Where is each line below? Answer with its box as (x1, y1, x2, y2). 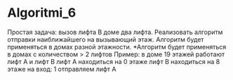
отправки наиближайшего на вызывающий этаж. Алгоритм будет (7, 35, 204, 43)
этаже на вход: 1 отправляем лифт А (7, 65, 116, 73)
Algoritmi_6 (7, 5, 76, 21)
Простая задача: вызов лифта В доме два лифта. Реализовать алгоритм (7, 28, 223, 36)
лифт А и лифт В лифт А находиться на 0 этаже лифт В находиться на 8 (7, 57, 220, 65)
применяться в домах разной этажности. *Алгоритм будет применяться (7, 42, 227, 51)
